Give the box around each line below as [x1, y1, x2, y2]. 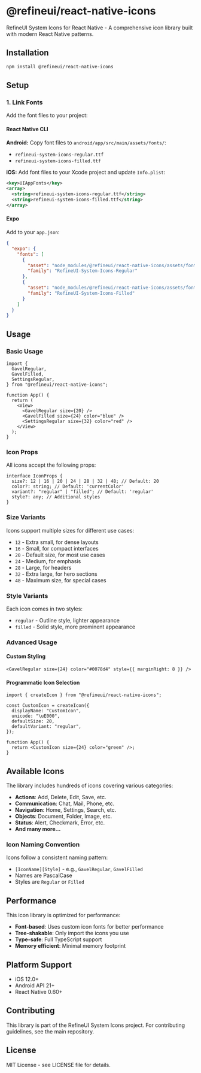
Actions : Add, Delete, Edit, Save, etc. [14, 794, 106, 801]
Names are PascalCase [14, 872, 73, 879]
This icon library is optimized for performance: [6, 912, 121, 919]
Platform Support [6, 960, 72, 970]
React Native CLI [6, 125, 49, 132]
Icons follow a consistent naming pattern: [6, 854, 108, 861]
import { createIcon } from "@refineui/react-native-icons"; [6, 692, 162, 699]
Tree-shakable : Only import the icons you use [14, 930, 130, 937]
